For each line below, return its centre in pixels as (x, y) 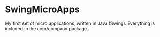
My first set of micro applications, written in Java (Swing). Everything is (80, 23)
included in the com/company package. (47, 28)
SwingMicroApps (42, 9)
